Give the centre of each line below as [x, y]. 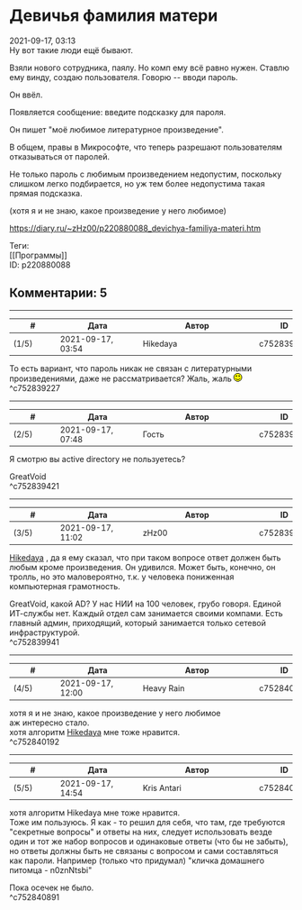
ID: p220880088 [40, 264]
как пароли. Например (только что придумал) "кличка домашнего [137, 860]
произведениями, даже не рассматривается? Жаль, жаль [120, 378]
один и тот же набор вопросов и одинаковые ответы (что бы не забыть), [149, 842]
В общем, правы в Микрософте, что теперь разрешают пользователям [146, 147]
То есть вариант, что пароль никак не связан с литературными [131, 369]
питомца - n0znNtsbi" [51, 870]
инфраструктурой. [45, 632]
